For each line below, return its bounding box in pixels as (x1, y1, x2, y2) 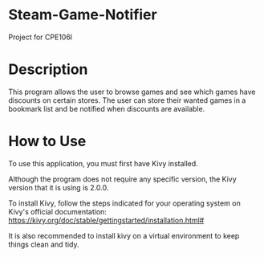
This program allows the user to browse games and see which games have (8, 87, 256, 96)
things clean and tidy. (8, 239, 79, 249)
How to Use (8, 133, 87, 150)
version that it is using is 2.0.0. (8, 182, 109, 192)
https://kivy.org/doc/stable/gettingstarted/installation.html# (8, 215, 205, 225)
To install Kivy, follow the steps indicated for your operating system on (8, 198, 241, 208)
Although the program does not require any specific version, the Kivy (8, 174, 237, 184)
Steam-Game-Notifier (8, 6, 158, 24)
